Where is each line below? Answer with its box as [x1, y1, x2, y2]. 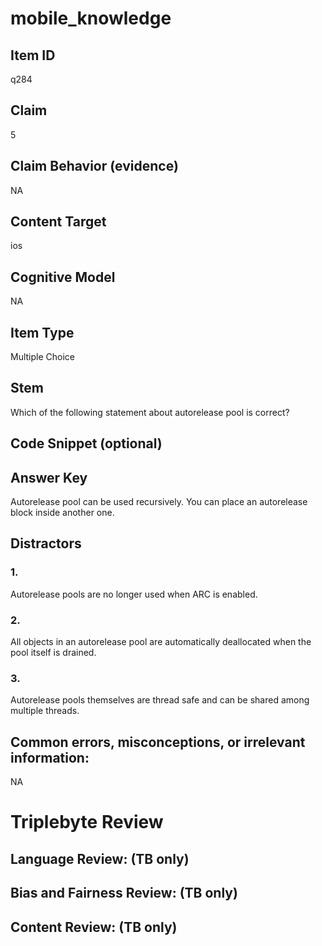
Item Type [10, 324, 75, 341]
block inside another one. [10, 507, 115, 519]
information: [10, 749, 90, 766]
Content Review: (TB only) [10, 918, 178, 936]
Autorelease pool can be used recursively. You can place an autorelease [10, 496, 308, 508]
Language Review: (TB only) [10, 850, 190, 867]
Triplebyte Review [10, 811, 164, 834]
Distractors [10, 535, 82, 552]
